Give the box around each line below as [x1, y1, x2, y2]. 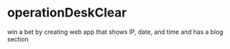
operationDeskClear [7, 5, 127, 21]
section [7, 35, 29, 43]
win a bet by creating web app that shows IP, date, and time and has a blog [7, 28, 224, 36]
